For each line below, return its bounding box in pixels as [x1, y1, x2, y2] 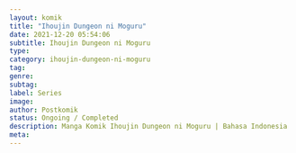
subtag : [9, 80, 39, 89]
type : [9, 47, 30, 56]
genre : [9, 72, 34, 81]
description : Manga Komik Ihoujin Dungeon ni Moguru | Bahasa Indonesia [9, 122, 288, 131]
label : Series [9, 88, 63, 97]
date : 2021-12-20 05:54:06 [9, 30, 111, 39]
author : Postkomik [9, 105, 78, 114]
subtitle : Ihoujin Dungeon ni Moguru [9, 38, 151, 48]
